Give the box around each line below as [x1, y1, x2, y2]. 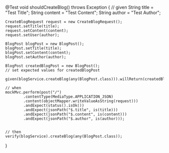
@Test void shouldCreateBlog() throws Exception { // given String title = [5, 5, 154, 10]
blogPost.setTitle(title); [5, 46, 62, 51]
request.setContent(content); [5, 28, 69, 33]
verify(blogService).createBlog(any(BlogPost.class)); [5, 134, 123, 139]
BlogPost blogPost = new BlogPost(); [5, 41, 84, 46]
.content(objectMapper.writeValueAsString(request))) [23, 99, 138, 104]
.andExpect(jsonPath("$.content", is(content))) [23, 112, 127, 117]
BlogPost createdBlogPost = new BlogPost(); [5, 63, 100, 68]
